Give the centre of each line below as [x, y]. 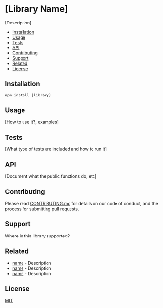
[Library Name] [36, 9]
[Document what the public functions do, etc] [51, 176]
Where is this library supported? [37, 236]
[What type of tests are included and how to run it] [56, 149]
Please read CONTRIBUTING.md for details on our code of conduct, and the [81, 203]
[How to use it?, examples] [32, 122]
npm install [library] [28, 95]
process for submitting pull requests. [42, 209]
